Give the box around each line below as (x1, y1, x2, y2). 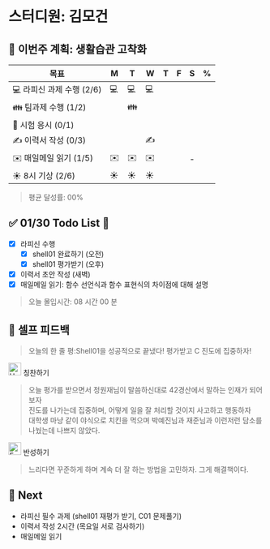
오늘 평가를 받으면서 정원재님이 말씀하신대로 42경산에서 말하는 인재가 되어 (28, 384, 264, 394)
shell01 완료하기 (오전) (32, 249, 105, 259)
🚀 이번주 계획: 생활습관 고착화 (8, 42, 148, 56)
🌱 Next (8, 488, 43, 503)
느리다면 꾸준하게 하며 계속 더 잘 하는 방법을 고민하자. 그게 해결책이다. (28, 464, 249, 474)
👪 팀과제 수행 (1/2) (12, 102, 87, 113)
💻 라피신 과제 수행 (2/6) (12, 84, 102, 95)
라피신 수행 (19, 238, 56, 248)
